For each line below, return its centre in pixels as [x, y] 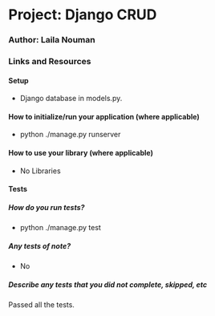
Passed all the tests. [41, 305]
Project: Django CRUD [83, 15]
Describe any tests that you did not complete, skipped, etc [108, 284]
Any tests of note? [39, 245]
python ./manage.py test [61, 228]
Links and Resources [50, 62]
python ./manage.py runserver [70, 135]
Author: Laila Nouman [52, 40]
